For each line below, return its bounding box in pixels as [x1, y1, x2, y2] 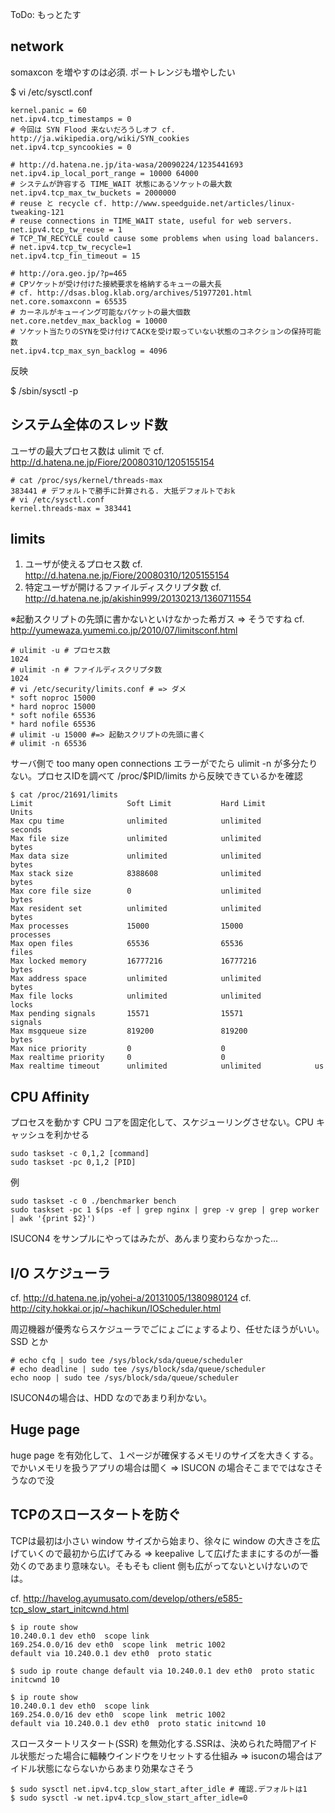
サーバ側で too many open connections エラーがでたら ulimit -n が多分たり [10, 758, 318, 770]
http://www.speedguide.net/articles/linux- [111, 198, 296, 208]
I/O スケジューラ [10, 1264, 111, 1282]
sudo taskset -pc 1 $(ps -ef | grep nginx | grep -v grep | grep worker [10, 1205, 320, 1215]
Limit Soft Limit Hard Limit [10, 799, 267, 809]
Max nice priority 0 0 [10, 1044, 226, 1054]
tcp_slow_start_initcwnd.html [10, 1603, 130, 1615]
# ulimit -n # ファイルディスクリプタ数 [10, 665, 163, 675]
